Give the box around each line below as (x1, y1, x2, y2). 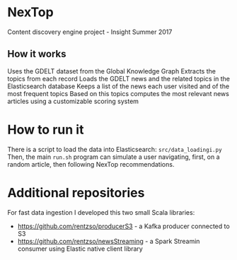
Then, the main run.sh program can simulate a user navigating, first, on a (7, 153, 221, 161)
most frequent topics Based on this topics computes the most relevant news (7, 89, 230, 97)
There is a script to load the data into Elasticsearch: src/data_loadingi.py (7, 145, 222, 153)
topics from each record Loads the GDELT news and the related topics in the (7, 74, 231, 83)
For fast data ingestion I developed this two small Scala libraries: (7, 208, 195, 216)
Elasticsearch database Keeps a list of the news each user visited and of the (7, 82, 230, 90)
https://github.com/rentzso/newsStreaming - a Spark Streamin (17, 237, 200, 245)
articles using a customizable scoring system (7, 97, 139, 105)
